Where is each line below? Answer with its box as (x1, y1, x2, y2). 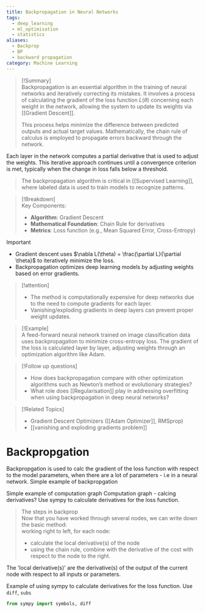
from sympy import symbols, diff (6, 601, 92, 607)
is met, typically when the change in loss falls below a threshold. (6, 165, 168, 173)
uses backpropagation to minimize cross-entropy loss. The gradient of (21, 337, 199, 345)
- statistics (12, 32, 45, 38)
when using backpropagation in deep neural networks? (30, 393, 170, 401)
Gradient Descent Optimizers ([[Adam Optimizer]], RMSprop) (30, 417, 184, 425)
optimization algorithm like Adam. (21, 350, 106, 357)
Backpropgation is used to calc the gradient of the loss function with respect (6, 465, 199, 473)
